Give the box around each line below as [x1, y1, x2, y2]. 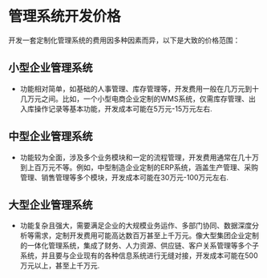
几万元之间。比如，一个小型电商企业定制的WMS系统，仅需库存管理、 [19, 94, 249, 103]
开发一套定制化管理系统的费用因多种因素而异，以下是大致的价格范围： [8, 35, 241, 45]
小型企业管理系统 [8, 61, 93, 75]
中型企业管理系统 [8, 130, 93, 143]
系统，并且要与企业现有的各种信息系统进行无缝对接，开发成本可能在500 [19, 251, 258, 260]
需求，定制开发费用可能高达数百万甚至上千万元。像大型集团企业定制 [34, 231, 259, 240]
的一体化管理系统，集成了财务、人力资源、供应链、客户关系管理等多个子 [19, 241, 259, 251]
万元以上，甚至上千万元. [19, 261, 100, 271]
